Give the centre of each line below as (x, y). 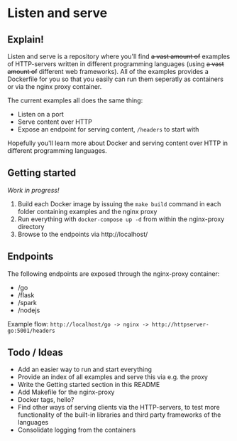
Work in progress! (33, 190)
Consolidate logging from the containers (77, 430)
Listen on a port (40, 114)
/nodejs (29, 310)
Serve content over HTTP (55, 122)
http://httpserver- (180, 324)
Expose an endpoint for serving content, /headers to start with (108, 129)
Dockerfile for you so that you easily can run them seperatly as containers (115, 79)
